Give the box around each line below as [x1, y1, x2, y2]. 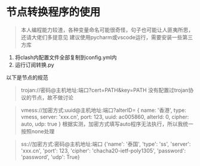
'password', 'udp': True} [20, 153, 81, 161]
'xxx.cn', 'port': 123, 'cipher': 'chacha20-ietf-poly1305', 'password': [20, 147, 186, 154]
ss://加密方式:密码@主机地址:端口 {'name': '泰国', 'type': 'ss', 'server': [20, 140, 191, 148]
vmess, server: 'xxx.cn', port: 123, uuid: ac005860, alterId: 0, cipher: [20, 113, 189, 120]
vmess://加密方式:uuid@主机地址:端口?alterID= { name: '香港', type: [20, 107, 187, 114]
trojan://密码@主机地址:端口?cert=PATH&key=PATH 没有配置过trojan [20, 86, 189, 93]
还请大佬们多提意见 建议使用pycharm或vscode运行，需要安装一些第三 [20, 33, 193, 40]
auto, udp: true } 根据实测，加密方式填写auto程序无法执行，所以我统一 [20, 120, 194, 127]
